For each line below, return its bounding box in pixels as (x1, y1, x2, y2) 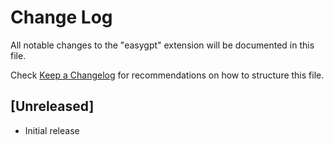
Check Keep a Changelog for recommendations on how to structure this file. (10, 69, 325, 81)
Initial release (24, 124, 80, 136)
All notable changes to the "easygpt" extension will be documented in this (10, 39, 315, 51)
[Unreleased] (10, 98, 95, 115)
